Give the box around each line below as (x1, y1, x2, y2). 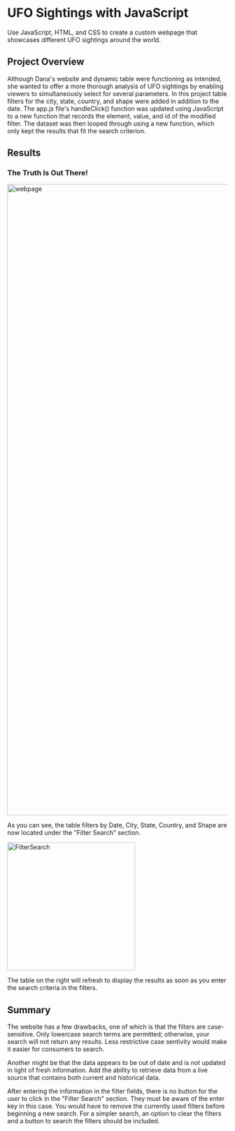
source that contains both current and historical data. (7, 1074, 161, 1082)
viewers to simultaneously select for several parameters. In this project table (7, 89, 227, 97)
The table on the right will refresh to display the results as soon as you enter (7, 976, 227, 984)
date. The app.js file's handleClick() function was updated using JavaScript (7, 104, 224, 113)
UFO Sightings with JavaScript (7, 5, 189, 21)
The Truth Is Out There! (7, 168, 89, 178)
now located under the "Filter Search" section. (7, 829, 141, 837)
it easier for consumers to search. (7, 1045, 105, 1053)
